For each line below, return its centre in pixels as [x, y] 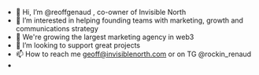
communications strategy [57, 29]
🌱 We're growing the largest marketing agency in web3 [105, 37]
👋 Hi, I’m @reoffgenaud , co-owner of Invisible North [101, 12]
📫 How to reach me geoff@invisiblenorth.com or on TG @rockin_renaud [133, 54]
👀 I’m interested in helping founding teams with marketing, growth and [129, 20]
